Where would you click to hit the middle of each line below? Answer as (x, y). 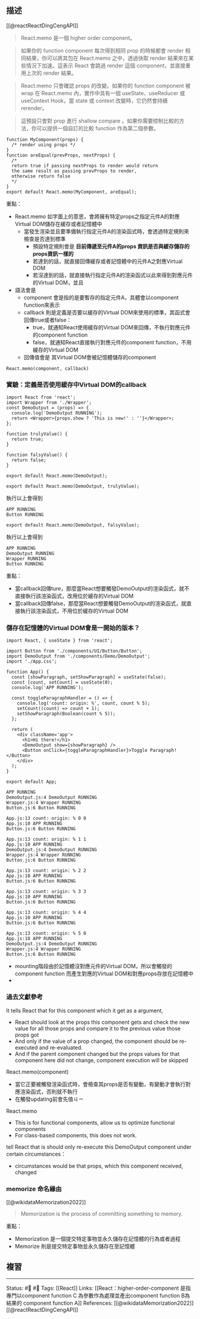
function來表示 (42, 305)
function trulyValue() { (37, 434)
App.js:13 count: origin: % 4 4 (46, 913)
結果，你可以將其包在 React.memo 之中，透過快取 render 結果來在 (107, 58)
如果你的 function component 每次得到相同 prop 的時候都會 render (102, 50)
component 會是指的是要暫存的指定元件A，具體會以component (101, 297)
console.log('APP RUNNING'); (48, 688)
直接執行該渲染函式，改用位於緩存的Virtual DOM (74, 596)
